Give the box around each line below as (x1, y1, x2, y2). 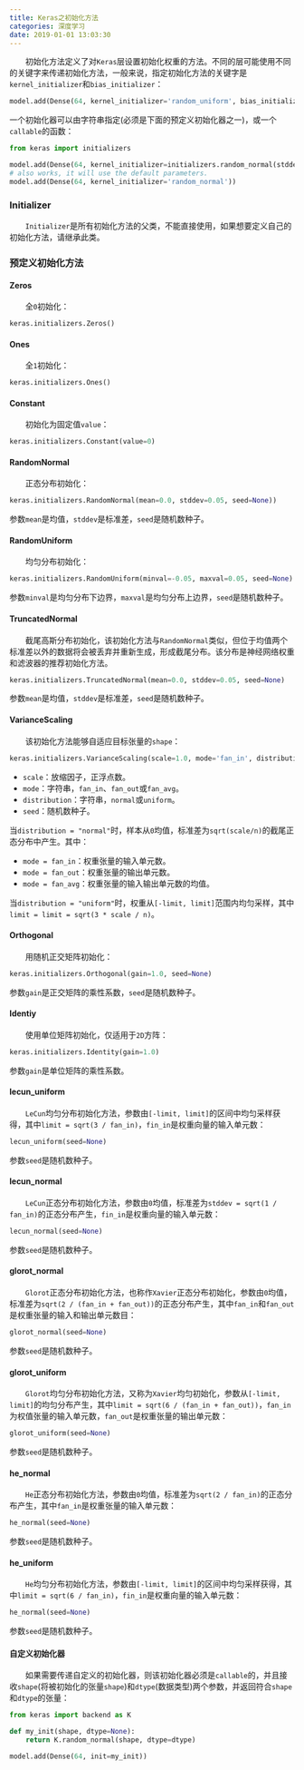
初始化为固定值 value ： (25, 419, 109, 430)
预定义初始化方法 (9, 256, 84, 269)
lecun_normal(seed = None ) (9, 1227, 103, 1236)
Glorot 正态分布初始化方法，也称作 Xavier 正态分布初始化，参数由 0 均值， (25, 1287, 292, 1298)
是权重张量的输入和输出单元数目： (9, 1310, 137, 1321)
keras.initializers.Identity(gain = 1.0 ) (9, 1047, 160, 1057)
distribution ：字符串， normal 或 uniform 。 (22, 794, 180, 805)
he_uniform (9, 1557, 54, 1568)
